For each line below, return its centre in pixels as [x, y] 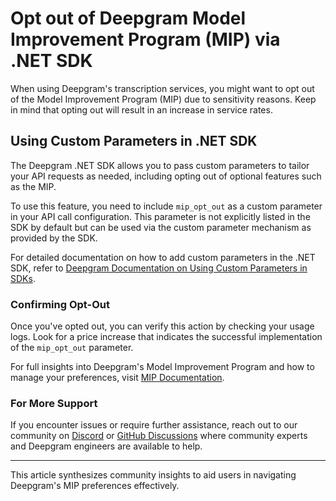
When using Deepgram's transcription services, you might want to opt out [162, 88]
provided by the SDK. [54, 238]
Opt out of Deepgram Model [128, 18]
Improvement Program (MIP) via [145, 39]
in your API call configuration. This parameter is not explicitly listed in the [160, 216]
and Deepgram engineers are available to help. [106, 446]
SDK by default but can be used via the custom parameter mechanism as [161, 227]
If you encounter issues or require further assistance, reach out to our [154, 425]
